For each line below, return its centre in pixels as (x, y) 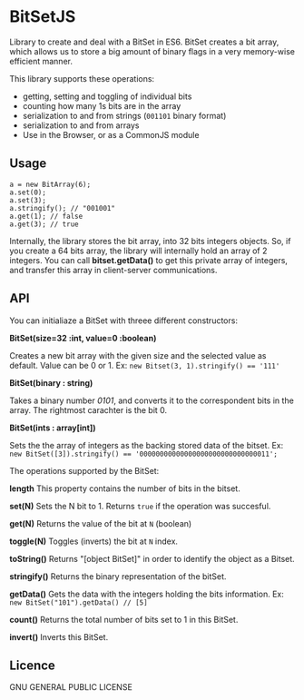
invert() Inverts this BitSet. (59, 636)
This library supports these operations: (82, 78)
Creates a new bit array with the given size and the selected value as (138, 355)
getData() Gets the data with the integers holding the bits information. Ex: (147, 594)
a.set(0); (28, 192)
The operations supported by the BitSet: (84, 470)
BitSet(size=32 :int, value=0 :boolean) (83, 338)
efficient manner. (41, 61)
